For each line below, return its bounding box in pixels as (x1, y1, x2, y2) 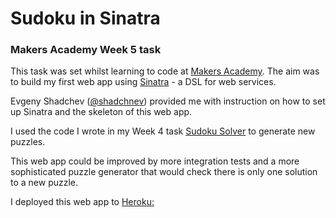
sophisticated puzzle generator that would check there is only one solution (10, 166, 318, 178)
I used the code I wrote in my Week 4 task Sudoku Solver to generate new (10, 125, 316, 137)
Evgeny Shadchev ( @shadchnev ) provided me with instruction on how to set (10, 95, 326, 107)
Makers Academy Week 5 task (10, 43, 162, 57)
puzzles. (10, 136, 46, 148)
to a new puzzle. (10, 177, 79, 189)
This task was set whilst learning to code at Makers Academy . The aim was (10, 65, 320, 77)
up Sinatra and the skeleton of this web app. (10, 106, 193, 118)
